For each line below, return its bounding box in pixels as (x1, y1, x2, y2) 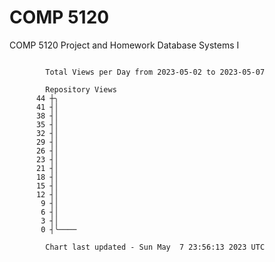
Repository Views (45, 84, 117, 95)
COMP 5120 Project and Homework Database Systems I (9, 39, 240, 51)
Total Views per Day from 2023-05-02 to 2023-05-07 (45, 67, 266, 77)
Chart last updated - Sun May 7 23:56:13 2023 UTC (45, 242, 266, 252)
